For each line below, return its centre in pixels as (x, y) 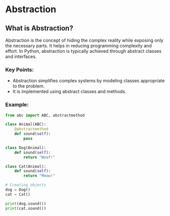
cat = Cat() (18, 194)
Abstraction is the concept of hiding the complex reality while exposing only (84, 40)
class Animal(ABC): (26, 125)
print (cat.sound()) (26, 208)
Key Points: (19, 70)
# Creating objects (26, 185)
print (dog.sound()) (26, 204)
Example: (17, 105)
